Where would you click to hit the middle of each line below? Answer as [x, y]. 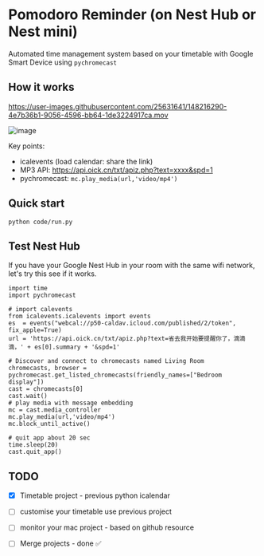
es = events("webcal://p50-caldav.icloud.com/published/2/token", [122, 323]
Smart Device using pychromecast [63, 62]
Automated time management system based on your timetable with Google [131, 53]
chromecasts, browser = [48, 369]
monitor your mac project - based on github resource [107, 527]
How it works [41, 87]
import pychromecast [43, 296]
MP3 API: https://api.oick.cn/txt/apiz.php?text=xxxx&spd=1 [116, 170]
